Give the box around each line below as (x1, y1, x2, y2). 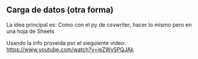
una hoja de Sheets (6, 27, 55, 35)
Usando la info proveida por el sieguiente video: (6, 39, 126, 46)
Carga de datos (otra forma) (6, 5, 114, 15)
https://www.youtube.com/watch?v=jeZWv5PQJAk (6, 46, 134, 53)
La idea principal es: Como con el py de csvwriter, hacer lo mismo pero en (6, 21, 193, 28)
